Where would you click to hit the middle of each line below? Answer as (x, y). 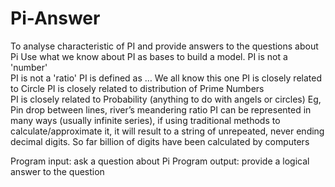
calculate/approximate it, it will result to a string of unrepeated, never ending (167, 131)
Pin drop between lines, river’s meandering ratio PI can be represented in (161, 109)
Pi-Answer (55, 18)
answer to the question (57, 171)
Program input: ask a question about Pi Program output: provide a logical (160, 161)
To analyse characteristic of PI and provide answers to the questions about (164, 46)
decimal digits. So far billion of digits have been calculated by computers (160, 141)
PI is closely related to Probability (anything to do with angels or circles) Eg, (166, 99)
